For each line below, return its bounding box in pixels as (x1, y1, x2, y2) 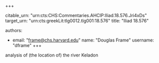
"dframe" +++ (12, 42, 42, 48)
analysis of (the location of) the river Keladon (5, 52, 99, 58)
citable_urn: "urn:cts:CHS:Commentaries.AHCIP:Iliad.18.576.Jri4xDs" (5, 12, 147, 18)
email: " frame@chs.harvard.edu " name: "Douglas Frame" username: (12, 37, 154, 43)
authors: (5, 27, 23, 33)
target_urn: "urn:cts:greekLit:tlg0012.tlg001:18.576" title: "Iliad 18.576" (5, 18, 149, 23)
